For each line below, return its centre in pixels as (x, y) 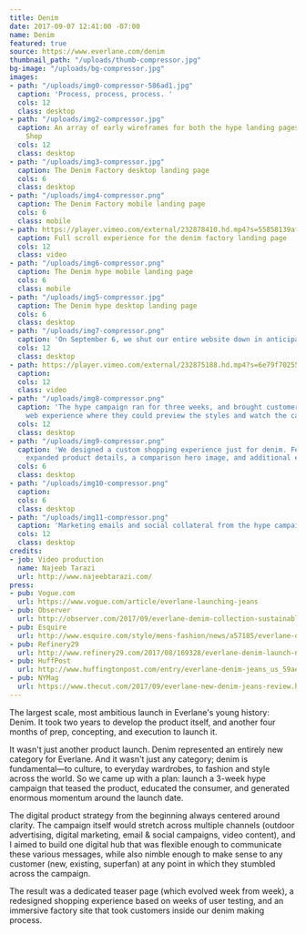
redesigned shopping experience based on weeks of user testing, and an (147, 900)
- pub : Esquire (38, 627)
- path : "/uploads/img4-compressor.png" (87, 196)
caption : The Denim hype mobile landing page (106, 272)
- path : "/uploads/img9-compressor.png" (87, 441)
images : (24, 77)
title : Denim (34, 18)
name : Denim (32, 35)
